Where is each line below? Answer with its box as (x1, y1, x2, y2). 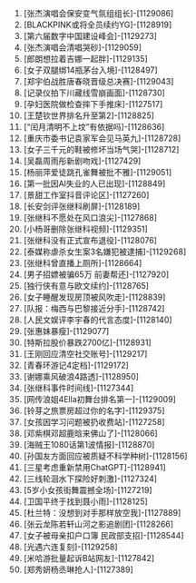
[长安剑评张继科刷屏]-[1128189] (23, 201, 141, 212)
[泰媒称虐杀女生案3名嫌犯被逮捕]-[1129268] (23, 246, 187, 257)
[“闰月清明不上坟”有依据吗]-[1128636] (23, 122, 165, 132)
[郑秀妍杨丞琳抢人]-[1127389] (23, 564, 134, 575)
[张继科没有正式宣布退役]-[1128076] (23, 235, 158, 245)
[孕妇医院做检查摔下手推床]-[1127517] (23, 99, 163, 109)
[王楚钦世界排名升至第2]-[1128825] (23, 110, 155, 121)
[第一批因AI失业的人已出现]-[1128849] (23, 178, 166, 189)
